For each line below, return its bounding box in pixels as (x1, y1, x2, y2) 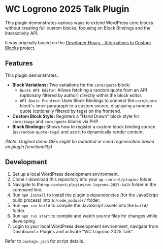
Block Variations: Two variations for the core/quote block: (12, 82, 130, 88)
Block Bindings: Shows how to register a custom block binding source (12, 124, 156, 129)
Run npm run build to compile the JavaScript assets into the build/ (12, 202, 149, 208)
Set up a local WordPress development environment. (12, 171, 119, 177)
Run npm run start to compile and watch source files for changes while (12, 213, 158, 218)
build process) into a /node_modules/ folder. (12, 197, 100, 203)
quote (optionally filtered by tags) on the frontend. (19, 108, 122, 114)
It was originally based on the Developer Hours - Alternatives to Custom (5, 39, 151, 45)
